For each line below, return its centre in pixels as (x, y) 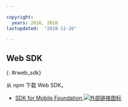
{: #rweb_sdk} (24, 73)
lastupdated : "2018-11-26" (42, 28)
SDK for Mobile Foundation (49, 98)
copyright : (20, 17)
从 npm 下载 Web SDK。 (37, 85)
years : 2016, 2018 (35, 23)
